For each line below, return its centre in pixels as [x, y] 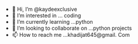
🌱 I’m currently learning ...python [52, 22]
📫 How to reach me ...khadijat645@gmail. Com [71, 35]
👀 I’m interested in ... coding [46, 15]
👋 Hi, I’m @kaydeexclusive [44, 9]
